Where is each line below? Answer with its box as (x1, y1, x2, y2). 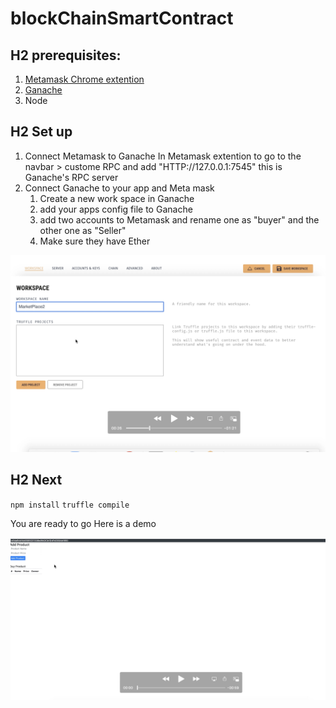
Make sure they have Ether (39, 235, 151, 247)
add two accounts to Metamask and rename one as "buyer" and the (39, 213, 320, 226)
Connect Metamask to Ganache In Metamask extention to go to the (24, 150, 302, 162)
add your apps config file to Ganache (39, 203, 193, 215)
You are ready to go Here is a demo (10, 517, 157, 529)
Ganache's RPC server (24, 171, 119, 183)
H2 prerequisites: (10, 47, 122, 64)
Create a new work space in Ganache (39, 192, 195, 204)
